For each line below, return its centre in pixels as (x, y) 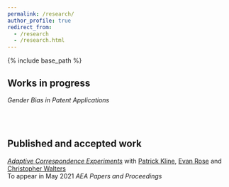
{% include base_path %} (45, 60)
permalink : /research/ (41, 14)
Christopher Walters (37, 169)
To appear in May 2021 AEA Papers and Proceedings (85, 176)
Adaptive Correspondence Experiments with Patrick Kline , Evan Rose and (114, 161)
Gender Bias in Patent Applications (58, 100)
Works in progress (49, 83)
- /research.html (39, 41)
